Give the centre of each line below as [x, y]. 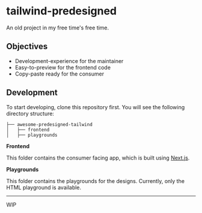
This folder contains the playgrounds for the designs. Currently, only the [96, 181]
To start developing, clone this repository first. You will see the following [96, 107]
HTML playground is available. [44, 187]
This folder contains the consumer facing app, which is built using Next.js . [98, 158]
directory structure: [30, 113]
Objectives [27, 46]
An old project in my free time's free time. [58, 28]
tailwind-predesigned [62, 11]
